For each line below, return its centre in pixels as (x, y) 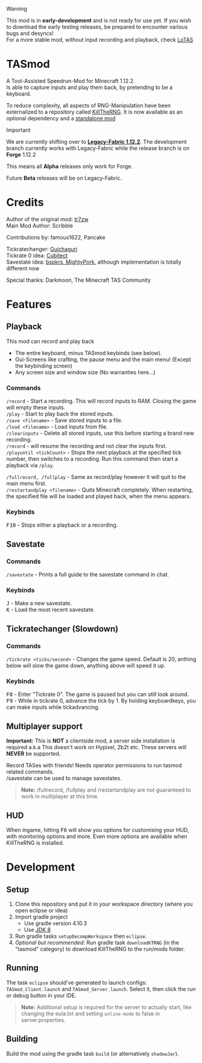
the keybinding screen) (44, 366)
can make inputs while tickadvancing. (53, 707)
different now (23, 268)
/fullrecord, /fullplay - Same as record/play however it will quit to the (96, 477)
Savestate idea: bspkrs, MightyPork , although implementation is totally (94, 262)
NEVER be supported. (33, 754)
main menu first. (27, 484)
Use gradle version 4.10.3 (55, 923)
